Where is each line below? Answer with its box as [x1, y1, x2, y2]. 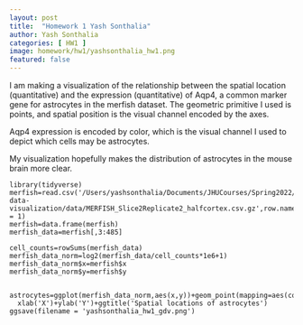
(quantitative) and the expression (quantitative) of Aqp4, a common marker [9, 89, 288, 100]
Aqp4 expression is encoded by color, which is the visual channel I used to [9, 126, 287, 136]
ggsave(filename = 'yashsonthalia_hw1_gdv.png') [9, 307, 196, 316]
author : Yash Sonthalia [9, 30, 99, 39]
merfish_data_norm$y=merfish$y [9, 267, 127, 276]
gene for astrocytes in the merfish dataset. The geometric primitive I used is [9, 99, 291, 109]
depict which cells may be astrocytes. [9, 136, 151, 146]
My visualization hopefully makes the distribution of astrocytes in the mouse [9, 153, 293, 163]
